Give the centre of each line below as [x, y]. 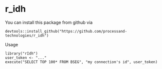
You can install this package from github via [49, 22]
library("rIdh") [21, 53]
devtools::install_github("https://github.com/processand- [66, 31]
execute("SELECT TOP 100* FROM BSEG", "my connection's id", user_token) [81, 62]
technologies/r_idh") [27, 35]
